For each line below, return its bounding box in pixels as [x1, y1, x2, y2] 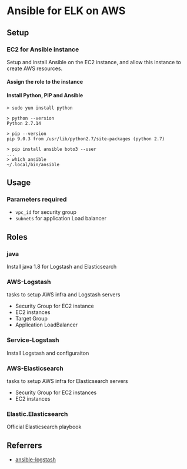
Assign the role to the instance [6, 78, 83, 85]
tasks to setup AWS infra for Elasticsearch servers [6, 377, 128, 384]
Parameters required [6, 195, 67, 203]
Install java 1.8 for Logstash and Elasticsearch [6, 263, 117, 270]
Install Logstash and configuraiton [6, 349, 89, 356]
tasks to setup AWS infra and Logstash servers [6, 291, 121, 298]
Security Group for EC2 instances [15, 389, 97, 396]
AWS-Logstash [6, 278, 51, 286]
